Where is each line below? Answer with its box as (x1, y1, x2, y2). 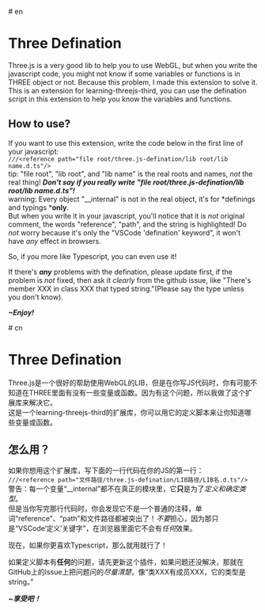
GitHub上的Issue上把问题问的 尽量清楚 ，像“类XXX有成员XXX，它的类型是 (8, 566, 247, 577)
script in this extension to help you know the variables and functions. (8, 94, 233, 104)
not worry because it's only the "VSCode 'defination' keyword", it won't (8, 227, 241, 237)
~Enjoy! (8, 307, 35, 317)
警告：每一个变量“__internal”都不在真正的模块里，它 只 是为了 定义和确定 (8, 483, 240, 494)
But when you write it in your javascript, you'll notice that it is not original (8, 211, 245, 220)
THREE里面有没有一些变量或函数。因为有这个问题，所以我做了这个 (28, 387, 246, 397)
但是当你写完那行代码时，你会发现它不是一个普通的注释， (8, 503, 195, 513)
